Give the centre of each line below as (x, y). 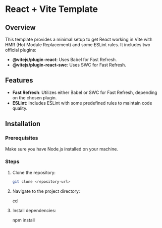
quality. (20, 108)
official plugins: (21, 50)
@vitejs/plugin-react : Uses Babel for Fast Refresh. (65, 60)
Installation (23, 124)
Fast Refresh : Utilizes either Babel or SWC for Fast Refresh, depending (85, 92)
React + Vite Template (52, 9)
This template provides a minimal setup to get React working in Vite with (79, 39)
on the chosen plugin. (34, 97)
